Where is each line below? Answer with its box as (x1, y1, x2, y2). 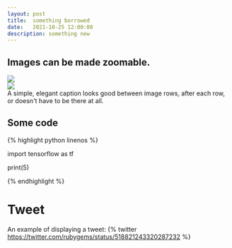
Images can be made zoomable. (7, 56, 151, 68)
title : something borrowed (7, 17, 91, 24)
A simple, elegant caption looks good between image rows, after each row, (7, 89, 225, 98)
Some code (7, 117, 59, 129)
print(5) (7, 163, 30, 172)
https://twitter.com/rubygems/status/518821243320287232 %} (7, 232, 191, 241)
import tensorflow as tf (7, 149, 74, 158)
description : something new (7, 30, 91, 37)
